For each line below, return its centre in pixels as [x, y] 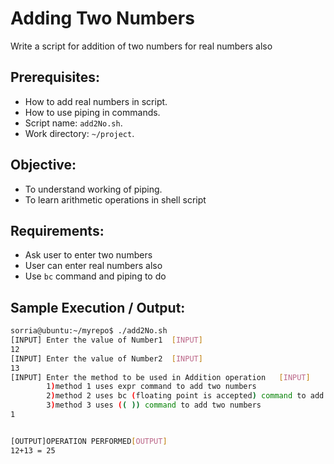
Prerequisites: [55, 77]
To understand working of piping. [93, 189]
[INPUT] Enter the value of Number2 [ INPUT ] [106, 358]
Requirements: [57, 230]
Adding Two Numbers [102, 18]
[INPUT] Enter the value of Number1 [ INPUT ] [106, 340]
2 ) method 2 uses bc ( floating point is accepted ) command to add [185, 396]
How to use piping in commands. [92, 112]
